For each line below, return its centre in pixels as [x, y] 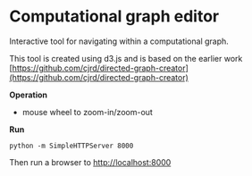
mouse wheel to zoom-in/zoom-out [88, 112]
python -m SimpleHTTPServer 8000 [71, 146]
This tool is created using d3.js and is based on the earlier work [126, 58]
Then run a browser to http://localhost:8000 [90, 162]
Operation [28, 95]
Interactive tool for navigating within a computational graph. [119, 41]
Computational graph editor [114, 17]
